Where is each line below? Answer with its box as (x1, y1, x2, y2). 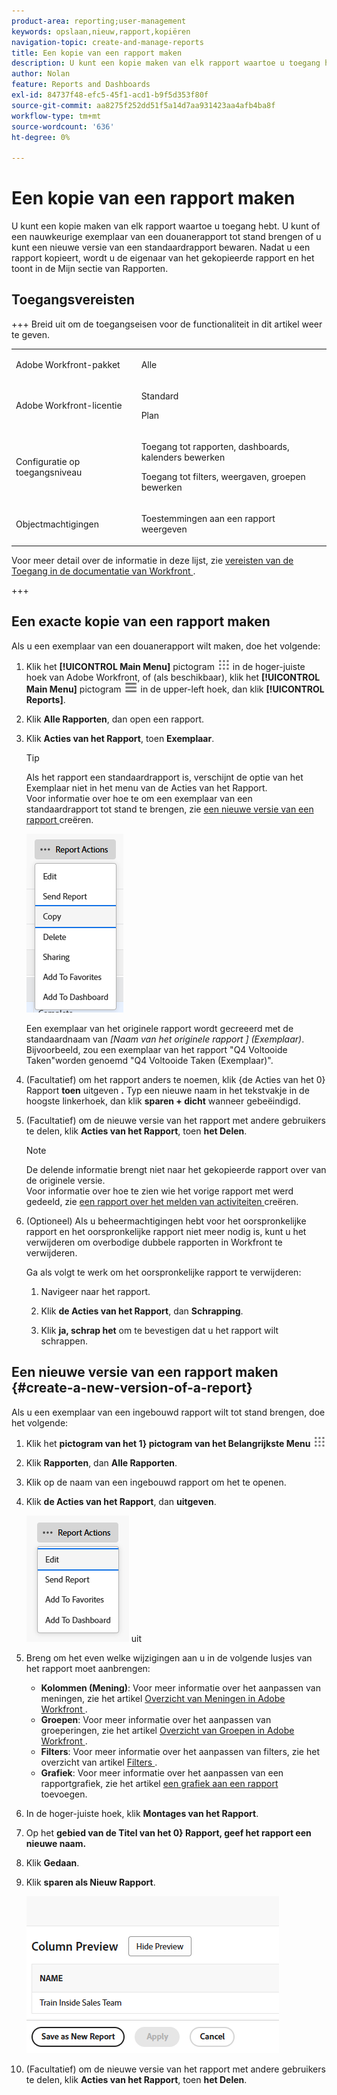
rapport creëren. (25, 813, 94, 825)
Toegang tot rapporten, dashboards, (140, 441, 290, 453)
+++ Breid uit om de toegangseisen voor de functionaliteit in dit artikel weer (11, 318, 323, 330)
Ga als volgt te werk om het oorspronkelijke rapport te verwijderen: (25, 1266, 302, 1278)
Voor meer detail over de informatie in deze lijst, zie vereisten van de (11, 554, 294, 566)
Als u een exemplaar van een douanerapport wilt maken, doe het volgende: (11, 640, 321, 652)
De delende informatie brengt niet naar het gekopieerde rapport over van (25, 1163, 327, 1175)
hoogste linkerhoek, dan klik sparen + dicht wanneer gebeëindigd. (25, 1095, 301, 1107)
